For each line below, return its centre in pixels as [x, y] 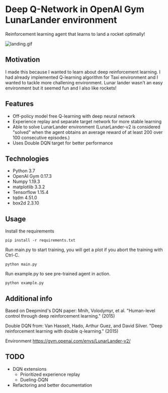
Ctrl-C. [12, 255]
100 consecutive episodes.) [41, 137]
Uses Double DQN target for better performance [63, 143]
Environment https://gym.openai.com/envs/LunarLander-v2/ [68, 341]
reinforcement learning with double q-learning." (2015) [62, 331]
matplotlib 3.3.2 [29, 187]
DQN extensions [30, 369]
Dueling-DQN [34, 379]
